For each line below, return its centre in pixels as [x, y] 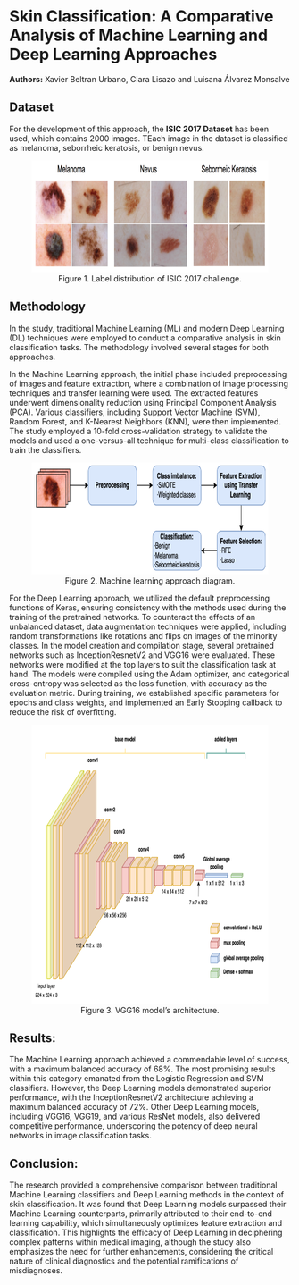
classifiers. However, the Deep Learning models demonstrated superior [141, 1088]
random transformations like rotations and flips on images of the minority [143, 635]
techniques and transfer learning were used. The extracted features [134, 393]
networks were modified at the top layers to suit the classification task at [143, 664]
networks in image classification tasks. [80, 1136]
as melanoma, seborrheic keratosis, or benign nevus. [107, 147]
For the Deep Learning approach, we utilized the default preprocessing [140, 598]
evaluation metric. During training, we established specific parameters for [144, 693]
